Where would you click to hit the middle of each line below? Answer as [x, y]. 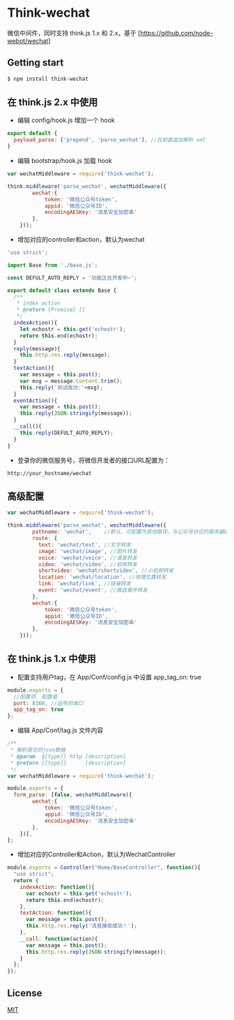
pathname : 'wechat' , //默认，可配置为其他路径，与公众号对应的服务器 [128, 532]
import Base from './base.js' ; [53, 265]
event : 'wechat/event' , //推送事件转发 [93, 590]
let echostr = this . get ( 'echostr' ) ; [73, 329]
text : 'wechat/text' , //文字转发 [84, 545]
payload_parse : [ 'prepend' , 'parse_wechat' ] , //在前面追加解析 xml [110, 140]
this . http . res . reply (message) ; [65, 355]
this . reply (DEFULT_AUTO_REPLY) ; [67, 433]
